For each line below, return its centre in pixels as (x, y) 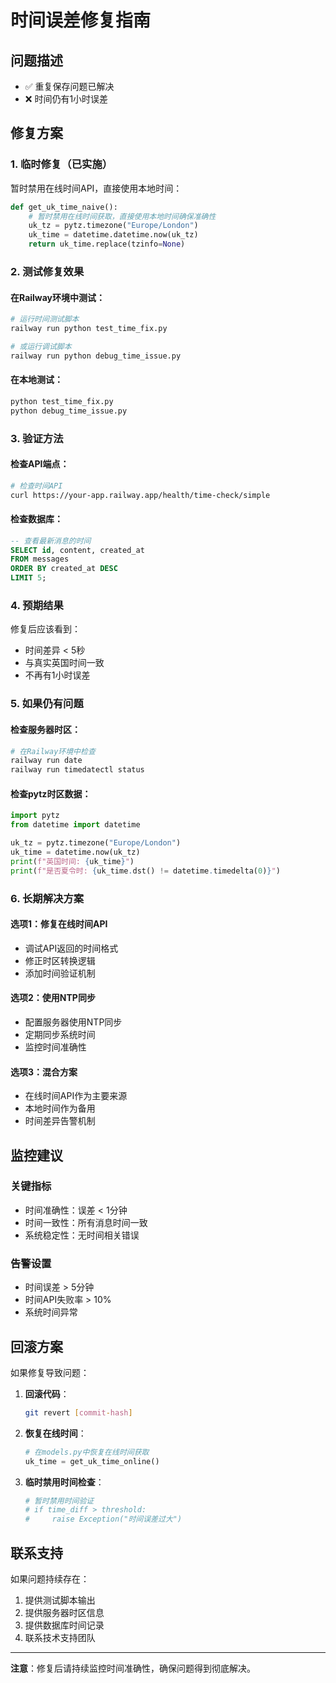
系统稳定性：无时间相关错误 (82, 1235)
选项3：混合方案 (44, 1072)
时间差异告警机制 (60, 1121)
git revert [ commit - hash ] (78, 1412)
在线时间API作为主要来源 (76, 1096)
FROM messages (40, 559)
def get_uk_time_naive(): (64, 207)
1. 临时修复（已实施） (61, 164)
